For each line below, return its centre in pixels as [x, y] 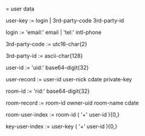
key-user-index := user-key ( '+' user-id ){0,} [62, 126]
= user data [20, 9]
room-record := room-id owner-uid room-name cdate [72, 103]
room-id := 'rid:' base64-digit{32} [48, 91]
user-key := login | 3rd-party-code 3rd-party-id [65, 20]
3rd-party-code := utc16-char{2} [46, 44]
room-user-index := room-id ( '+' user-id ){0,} [62, 114]
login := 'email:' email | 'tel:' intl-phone [54, 32]
